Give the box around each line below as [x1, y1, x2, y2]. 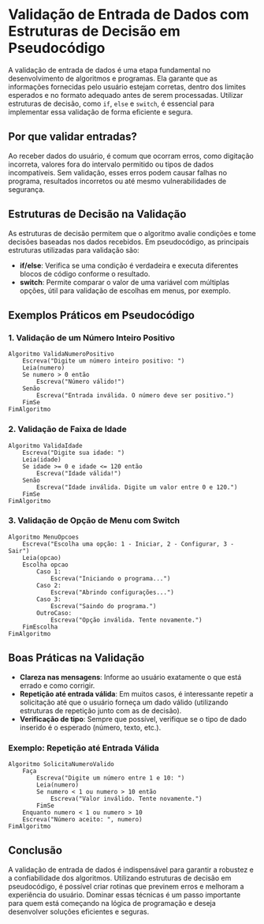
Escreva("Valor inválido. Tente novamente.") [50, 794, 203, 802]
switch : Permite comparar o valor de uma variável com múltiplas [19, 277, 230, 287]
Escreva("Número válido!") [36, 377, 125, 386]
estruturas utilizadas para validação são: [8, 245, 139, 254]
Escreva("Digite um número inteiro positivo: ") [22, 357, 185, 365]
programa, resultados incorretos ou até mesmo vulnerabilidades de [8, 176, 227, 186]
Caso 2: [36, 581, 61, 589]
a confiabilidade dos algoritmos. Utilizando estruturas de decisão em [8, 873, 232, 882]
